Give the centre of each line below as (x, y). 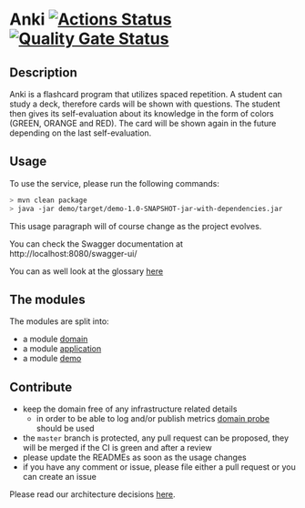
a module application (62, 349)
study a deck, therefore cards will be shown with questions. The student (145, 104)
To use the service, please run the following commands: (115, 183)
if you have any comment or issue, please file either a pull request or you (159, 467)
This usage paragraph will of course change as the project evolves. (136, 226)
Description (43, 72)
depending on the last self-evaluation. (81, 133)
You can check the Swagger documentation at (97, 244)
